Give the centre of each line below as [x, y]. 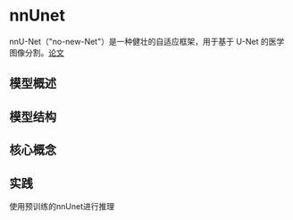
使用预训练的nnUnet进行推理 [62, 206]
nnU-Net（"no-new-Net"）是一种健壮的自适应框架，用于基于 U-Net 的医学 [147, 41]
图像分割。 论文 [37, 52]
